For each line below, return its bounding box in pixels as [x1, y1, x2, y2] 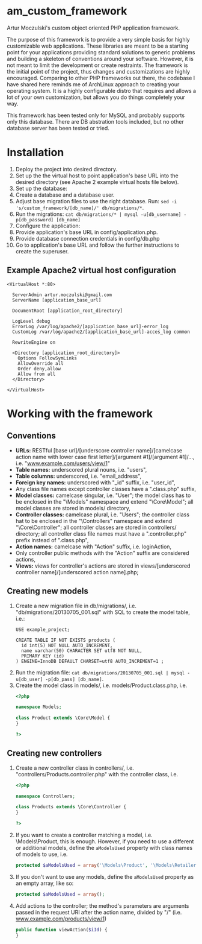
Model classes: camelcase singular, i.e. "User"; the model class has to [15, 492, 191, 499]
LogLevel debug [12, 318, 50, 324]
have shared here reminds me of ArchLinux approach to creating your [7, 80, 180, 88]
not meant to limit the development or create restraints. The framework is [7, 62, 188, 69]
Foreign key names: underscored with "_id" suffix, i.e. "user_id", [15, 478, 176, 486]
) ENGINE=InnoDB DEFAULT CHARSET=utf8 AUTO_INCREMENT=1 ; [15, 658, 164, 664]
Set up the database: [15, 185, 68, 192]
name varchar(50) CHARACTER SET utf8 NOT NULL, [21, 647, 143, 654]
